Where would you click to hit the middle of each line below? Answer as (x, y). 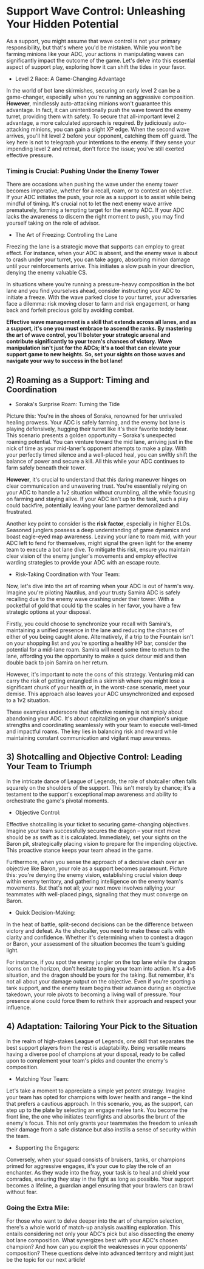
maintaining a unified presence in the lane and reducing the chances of (95, 630)
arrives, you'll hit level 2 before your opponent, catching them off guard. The (102, 136)
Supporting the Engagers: (47, 1148)
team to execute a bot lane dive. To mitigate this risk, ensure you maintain (98, 550)
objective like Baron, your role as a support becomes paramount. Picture (97, 868)
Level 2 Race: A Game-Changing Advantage (70, 79)
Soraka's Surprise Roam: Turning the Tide (67, 404)
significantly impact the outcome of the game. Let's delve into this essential (101, 60)
